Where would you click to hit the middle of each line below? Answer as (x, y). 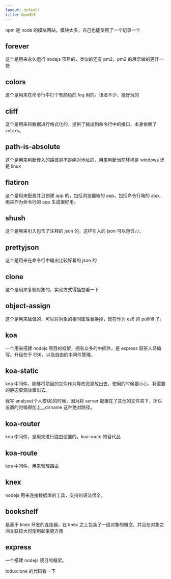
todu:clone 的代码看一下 (31, 571)
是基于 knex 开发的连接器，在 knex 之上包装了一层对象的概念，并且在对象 (82, 524)
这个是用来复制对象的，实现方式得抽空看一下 (52, 289)
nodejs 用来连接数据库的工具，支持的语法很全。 (55, 495)
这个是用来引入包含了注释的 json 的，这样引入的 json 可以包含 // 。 (75, 231)
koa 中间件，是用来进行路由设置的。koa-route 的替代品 (63, 437)
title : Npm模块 (21, 15)
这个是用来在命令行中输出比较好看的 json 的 (51, 260)
